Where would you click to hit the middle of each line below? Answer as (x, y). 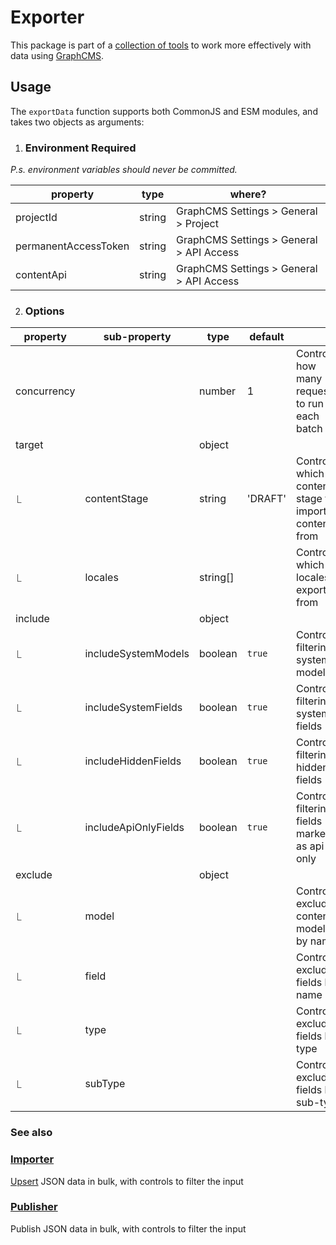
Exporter (47, 17)
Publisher (34, 1207)
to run (310, 404)
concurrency (45, 391)
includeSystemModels (137, 654)
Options (44, 311)
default (267, 337)
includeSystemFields (133, 708)
